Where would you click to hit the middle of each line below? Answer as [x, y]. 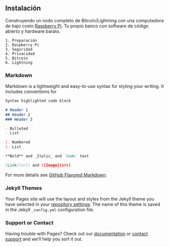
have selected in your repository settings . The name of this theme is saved [83, 205]
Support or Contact [30, 223]
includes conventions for [31, 92]
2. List [13, 147]
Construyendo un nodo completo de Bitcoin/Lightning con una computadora [84, 20]
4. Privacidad [20, 54]
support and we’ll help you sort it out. [44, 239]
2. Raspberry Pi [22, 45]
